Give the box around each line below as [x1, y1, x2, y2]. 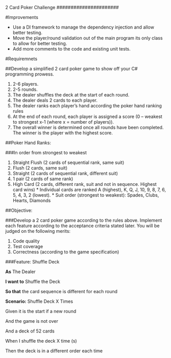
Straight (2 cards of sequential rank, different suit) [12, 171, 118, 176]
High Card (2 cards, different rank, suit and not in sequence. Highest [12, 181, 157, 187]
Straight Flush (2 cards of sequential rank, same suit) [12, 159, 125, 165]
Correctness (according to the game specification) [12, 249, 119, 255]
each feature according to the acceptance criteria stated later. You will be [5, 223, 160, 229]
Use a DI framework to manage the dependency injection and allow [12, 24, 155, 30]
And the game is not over [5, 318, 59, 324]
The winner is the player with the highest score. [12, 130, 113, 136]
